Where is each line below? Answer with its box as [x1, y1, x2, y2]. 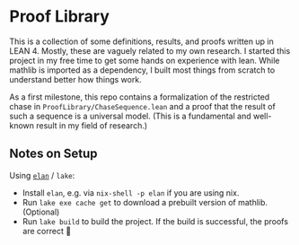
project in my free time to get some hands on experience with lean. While [9, 55, 280, 66]
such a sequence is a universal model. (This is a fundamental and [9, 110, 251, 121]
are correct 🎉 [22, 225, 72, 236]
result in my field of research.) [35, 119, 148, 131]
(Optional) [22, 206, 60, 217]
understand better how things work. [9, 74, 142, 84]
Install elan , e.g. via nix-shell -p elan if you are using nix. [22, 187, 240, 198]
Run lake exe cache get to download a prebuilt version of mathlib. [22, 197, 268, 207]
